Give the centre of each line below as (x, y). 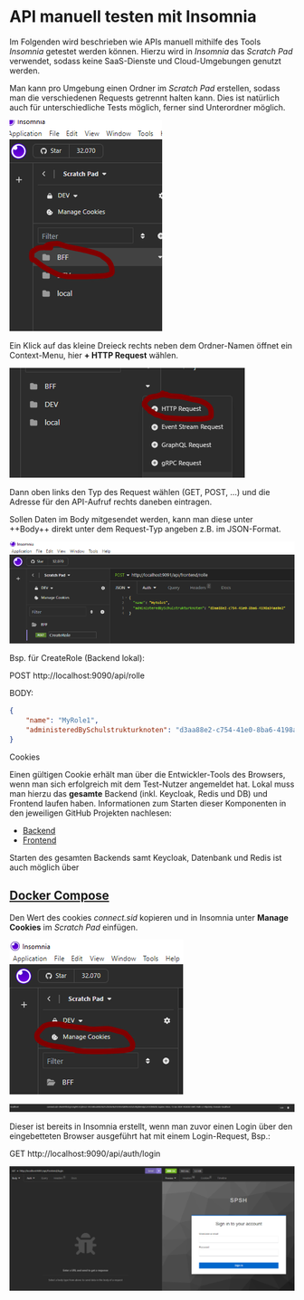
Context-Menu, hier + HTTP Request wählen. (94, 355)
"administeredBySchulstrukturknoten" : (99, 731)
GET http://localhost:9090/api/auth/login (85, 1154)
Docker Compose (60, 896)
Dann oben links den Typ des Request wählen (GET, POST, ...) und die (140, 492)
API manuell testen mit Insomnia (133, 17)
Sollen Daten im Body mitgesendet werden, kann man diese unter (131, 519)
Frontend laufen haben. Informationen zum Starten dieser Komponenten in (148, 803)
